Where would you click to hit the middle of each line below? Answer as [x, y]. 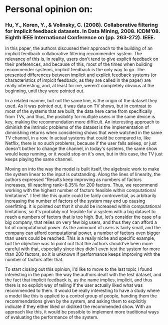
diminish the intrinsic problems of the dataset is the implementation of [77, 127]
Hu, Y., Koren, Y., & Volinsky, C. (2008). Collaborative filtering [82, 25]
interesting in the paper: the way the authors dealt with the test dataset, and [83, 275]
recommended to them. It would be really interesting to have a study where [82, 291]
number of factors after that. [34, 260]
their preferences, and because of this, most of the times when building [79, 64]
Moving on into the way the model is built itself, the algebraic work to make [82, 169]
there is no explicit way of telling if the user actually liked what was [74, 285]
